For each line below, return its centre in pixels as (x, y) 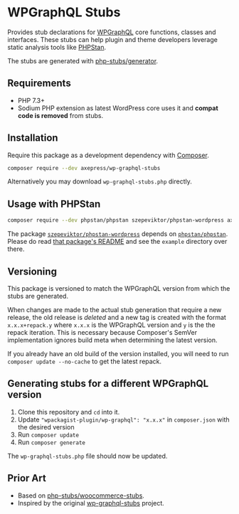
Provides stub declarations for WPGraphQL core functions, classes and (112, 32)
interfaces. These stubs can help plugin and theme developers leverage (113, 39)
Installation (33, 138)
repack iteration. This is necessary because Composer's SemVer (102, 332)
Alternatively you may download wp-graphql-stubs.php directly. (100, 181)
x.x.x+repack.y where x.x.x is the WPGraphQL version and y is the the (111, 325)
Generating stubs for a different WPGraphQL (108, 384)
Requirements (39, 84)
